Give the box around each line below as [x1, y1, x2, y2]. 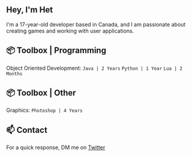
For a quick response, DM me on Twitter [6, 144, 106, 151]
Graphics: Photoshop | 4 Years [6, 106, 83, 114]
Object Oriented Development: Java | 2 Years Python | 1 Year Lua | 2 [6, 64, 183, 72]
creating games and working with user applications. [6, 27, 134, 34]
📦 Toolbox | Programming [6, 45, 107, 56]
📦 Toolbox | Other [6, 88, 76, 98]
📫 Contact [6, 125, 48, 135]
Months [6, 70, 23, 77]
